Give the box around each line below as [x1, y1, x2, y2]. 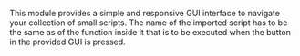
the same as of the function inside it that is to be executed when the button [9, 27, 292, 37]
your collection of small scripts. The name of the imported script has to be [9, 17, 288, 28]
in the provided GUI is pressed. [9, 36, 126, 47]
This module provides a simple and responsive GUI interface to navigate [9, 8, 281, 18]
